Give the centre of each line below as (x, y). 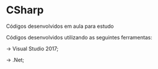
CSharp (25, 10)
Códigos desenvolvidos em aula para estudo (60, 26)
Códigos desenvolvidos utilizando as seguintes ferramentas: (79, 37)
